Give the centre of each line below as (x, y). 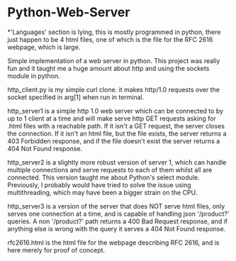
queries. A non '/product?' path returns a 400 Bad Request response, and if (118, 221)
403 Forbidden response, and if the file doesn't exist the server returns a (114, 141)
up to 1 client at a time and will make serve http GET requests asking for (112, 118)
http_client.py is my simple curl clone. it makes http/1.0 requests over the (113, 89)
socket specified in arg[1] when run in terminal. (76, 97)
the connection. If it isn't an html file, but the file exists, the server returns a (117, 133)
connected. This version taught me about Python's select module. (103, 177)
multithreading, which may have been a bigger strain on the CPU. (102, 192)
